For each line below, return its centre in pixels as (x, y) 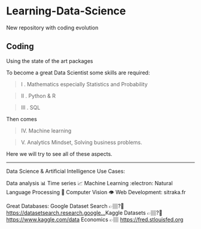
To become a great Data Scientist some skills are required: (78, 73)
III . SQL (31, 107)
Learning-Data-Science (66, 11)
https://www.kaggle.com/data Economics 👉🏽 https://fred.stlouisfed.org (95, 219)
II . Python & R (38, 96)
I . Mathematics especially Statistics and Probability (84, 84)
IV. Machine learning (46, 131)
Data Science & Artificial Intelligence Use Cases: (66, 171)
